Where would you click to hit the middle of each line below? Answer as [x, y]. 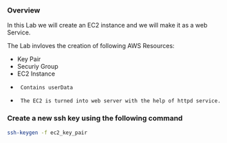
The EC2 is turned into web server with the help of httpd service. [121, 101]
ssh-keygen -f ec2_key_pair [47, 133]
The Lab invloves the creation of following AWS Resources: [91, 46]
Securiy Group [37, 67]
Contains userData [47, 88]
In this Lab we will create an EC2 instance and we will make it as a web [107, 25]
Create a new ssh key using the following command [95, 118]
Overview [24, 10]
